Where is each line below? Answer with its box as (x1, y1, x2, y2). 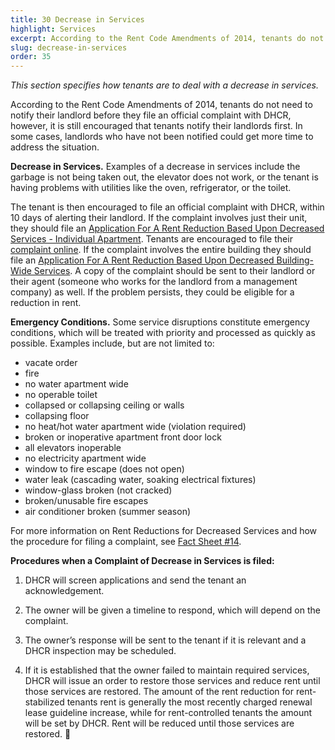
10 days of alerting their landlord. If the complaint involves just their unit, (10, 212, 308, 224)
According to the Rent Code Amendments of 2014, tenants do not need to (10, 99, 313, 111)
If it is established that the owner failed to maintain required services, (24, 664, 310, 676)
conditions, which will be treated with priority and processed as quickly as (10, 327, 316, 339)
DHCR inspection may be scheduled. (24, 645, 177, 657)
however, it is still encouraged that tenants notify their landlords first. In (10, 120, 303, 132)
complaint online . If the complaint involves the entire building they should (10, 244, 312, 256)
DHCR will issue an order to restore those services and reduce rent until (24, 675, 321, 687)
